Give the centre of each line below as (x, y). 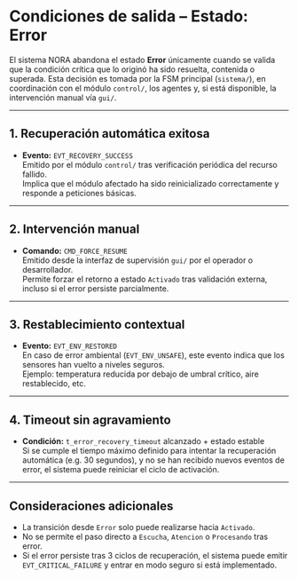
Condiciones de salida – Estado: (129, 16)
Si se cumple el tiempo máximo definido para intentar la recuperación (149, 451)
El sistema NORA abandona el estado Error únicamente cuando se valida (142, 59)
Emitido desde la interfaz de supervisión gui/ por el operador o (137, 260)
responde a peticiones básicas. (79, 193)
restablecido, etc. (54, 384)
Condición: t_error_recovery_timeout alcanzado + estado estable (143, 441)
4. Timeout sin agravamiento (90, 420)
